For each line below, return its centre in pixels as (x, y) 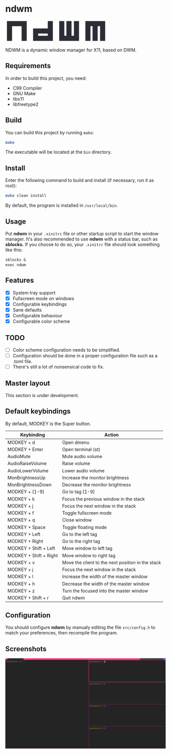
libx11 (18, 99)
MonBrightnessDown (30, 485)
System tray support (34, 292)
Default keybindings (38, 412)
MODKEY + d (21, 442)
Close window (77, 520)
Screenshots (26, 649)
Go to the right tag (81, 541)
